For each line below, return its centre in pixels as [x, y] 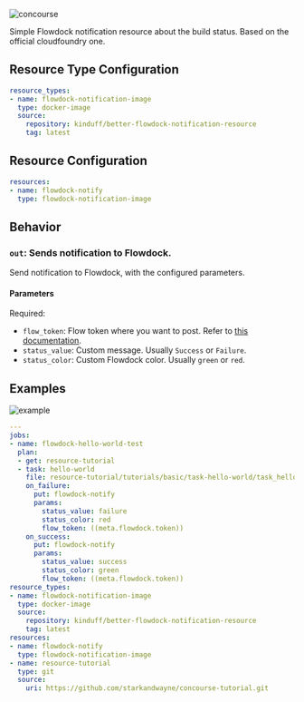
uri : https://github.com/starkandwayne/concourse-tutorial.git [147, 688]
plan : [28, 452]
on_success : [48, 536]
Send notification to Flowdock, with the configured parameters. [127, 273]
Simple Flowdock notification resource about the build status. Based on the [149, 31]
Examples [38, 389]
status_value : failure [85, 511]
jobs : [19, 435]
